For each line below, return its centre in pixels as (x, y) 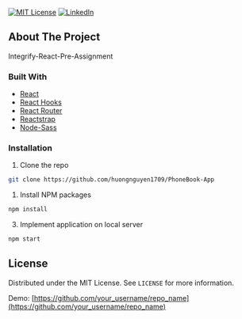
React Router (41, 111)
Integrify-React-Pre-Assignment (61, 56)
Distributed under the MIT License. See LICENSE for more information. (121, 283)
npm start (25, 239)
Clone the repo (44, 165)
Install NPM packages (55, 195)
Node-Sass (38, 127)
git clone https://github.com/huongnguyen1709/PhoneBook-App (111, 180)
